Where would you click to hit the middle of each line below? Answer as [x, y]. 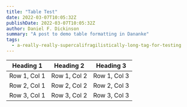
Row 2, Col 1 [27, 85]
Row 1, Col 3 [111, 76]
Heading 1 [27, 66]
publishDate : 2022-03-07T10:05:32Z [51, 23]
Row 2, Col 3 [111, 85]
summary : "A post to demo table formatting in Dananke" [78, 34]
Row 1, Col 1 [27, 76]
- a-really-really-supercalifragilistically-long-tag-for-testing [97, 46]
